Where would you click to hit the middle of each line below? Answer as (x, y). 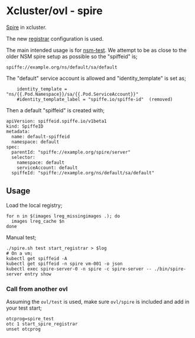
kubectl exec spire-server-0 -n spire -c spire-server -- (79, 269)
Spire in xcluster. (27, 27)
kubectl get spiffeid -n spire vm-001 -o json (64, 264)
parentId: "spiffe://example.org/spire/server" (71, 152)
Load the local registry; (34, 205)
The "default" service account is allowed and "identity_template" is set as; (96, 78)
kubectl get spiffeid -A (37, 258)
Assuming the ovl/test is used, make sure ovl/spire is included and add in (98, 302)
